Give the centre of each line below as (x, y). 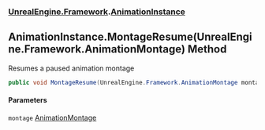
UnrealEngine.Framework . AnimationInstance (97, 12)
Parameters (28, 100)
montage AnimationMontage (52, 117)
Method (207, 49)
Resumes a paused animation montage (71, 68)
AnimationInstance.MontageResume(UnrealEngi (130, 37)
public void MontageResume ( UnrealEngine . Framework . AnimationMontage (123, 82)
